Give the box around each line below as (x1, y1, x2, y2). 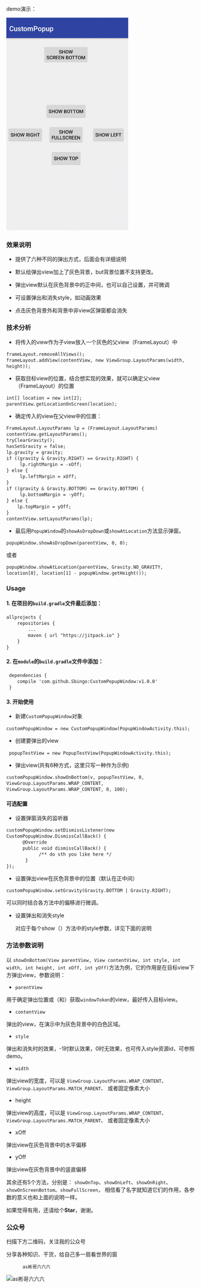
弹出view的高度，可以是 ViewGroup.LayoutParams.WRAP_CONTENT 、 (6, 1109, 167, 1116)
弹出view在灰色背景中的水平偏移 (6, 1141, 87, 1149)
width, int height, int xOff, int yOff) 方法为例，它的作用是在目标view (6, 964, 190, 971)
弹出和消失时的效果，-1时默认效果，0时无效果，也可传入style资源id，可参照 (6, 1045, 195, 1052)
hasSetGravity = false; (6, 443, 66, 449)
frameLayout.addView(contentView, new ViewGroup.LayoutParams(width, (6, 357, 185, 364)
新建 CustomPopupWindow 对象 (14, 713, 83, 720)
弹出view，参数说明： (11, 971, 66, 978)
